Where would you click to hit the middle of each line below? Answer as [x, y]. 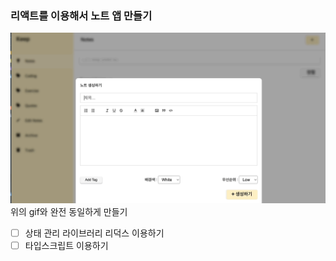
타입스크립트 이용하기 [66, 246]
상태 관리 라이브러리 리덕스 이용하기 [94, 233]
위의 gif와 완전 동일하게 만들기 [69, 211]
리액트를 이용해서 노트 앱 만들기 [81, 15]
